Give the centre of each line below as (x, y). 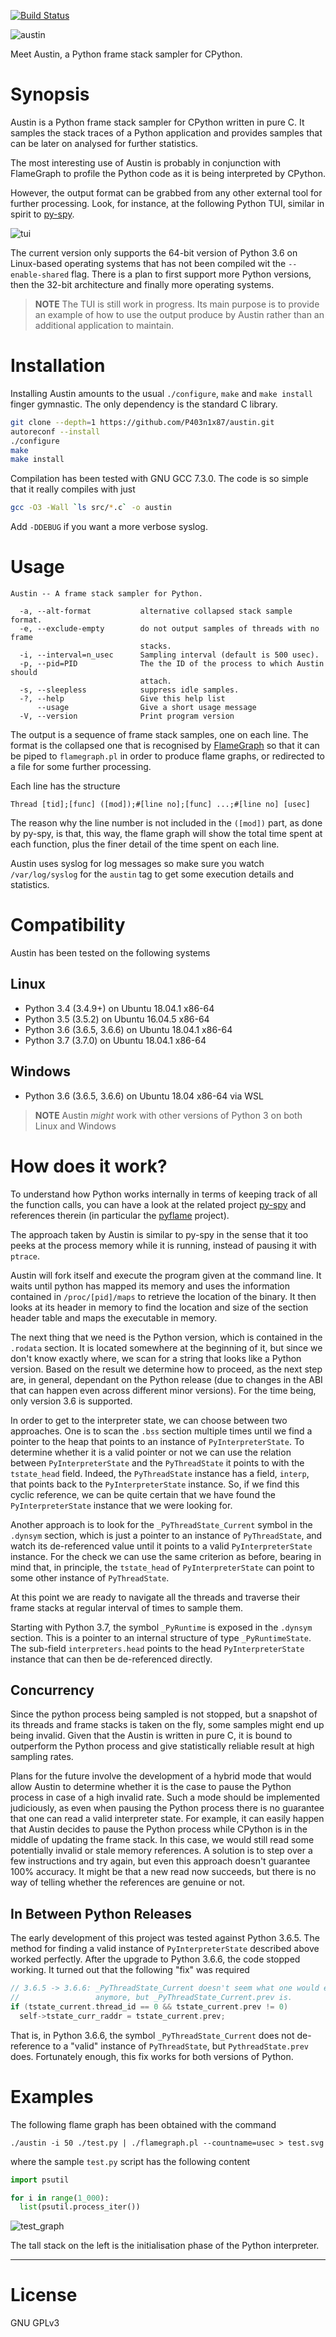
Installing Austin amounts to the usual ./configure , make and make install (161, 393)
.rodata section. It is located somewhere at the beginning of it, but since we (166, 1347)
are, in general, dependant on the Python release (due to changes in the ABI (166, 1379)
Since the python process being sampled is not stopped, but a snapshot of (164, 1714)
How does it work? (89, 1166)
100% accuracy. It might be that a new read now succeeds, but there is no (163, 1872)
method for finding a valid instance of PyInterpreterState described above (165, 1949)
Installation (58, 366)
